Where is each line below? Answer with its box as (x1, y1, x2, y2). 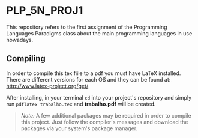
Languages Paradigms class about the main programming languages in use (6, 29, 193, 37)
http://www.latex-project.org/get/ (6, 82, 89, 89)
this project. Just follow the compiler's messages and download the (20, 118, 188, 125)
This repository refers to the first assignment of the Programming (6, 23, 167, 31)
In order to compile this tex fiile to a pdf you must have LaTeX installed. (6, 70, 181, 77)
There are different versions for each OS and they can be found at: (6, 76, 171, 83)
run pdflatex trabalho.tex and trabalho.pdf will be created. (6, 100, 156, 107)
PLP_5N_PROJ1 (6, 4, 83, 17)
